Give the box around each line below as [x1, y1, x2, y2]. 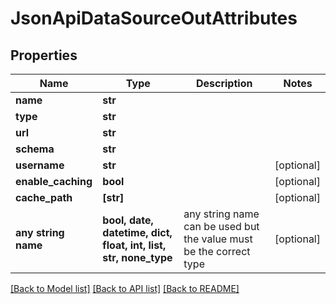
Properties [10, 47, 78, 64]
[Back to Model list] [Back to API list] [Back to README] [10, 283, 240, 294]
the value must [183, 232, 253, 246]
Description [195, 77, 253, 90]
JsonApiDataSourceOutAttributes [10, 7, 298, 30]
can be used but [183, 220, 260, 233]
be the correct [183, 245, 251, 258]
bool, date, [102, 213, 154, 227]
